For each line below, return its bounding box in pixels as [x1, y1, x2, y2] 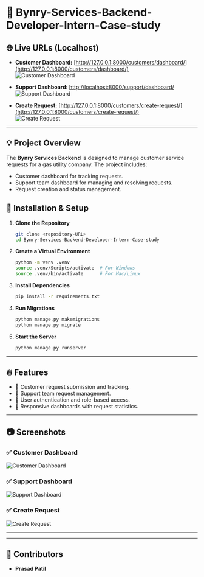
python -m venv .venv [15, 259, 70, 265]
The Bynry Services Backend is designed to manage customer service [6, 154, 185, 161]
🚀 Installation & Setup [6, 203, 89, 214]
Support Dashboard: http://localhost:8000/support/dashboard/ [15, 83, 174, 91]
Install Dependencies [15, 282, 70, 288]
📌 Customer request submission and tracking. [15, 383, 130, 391]
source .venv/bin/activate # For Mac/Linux [15, 271, 141, 277]
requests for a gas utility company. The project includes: [6, 161, 148, 168]
